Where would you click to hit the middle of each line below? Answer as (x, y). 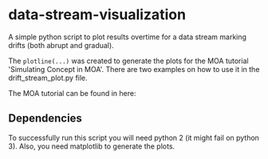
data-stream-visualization (97, 15)
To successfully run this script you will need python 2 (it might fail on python (134, 137)
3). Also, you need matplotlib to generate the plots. (92, 146)
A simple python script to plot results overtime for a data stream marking (128, 37)
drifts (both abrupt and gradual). (61, 45)
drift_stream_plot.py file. (48, 78)
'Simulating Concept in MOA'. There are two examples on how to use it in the (134, 69)
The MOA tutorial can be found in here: (72, 93)
